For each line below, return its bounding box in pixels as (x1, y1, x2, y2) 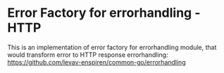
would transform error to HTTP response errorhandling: (7, 51, 168, 59)
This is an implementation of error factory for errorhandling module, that (7, 43, 217, 51)
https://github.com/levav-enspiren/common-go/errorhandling (7, 58, 186, 66)
